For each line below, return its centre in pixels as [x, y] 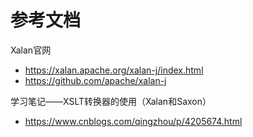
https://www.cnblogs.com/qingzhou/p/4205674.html [133, 121]
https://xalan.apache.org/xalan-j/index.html [114, 70]
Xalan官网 [31, 50]
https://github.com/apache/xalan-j [95, 80]
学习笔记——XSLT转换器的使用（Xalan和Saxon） [111, 101]
